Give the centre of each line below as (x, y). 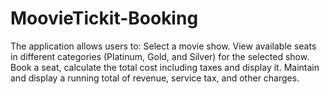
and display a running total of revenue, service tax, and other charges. (155, 78)
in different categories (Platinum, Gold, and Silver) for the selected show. (160, 56)
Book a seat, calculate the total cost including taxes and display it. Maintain (165, 67)
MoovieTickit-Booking (104, 18)
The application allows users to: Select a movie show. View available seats (163, 46)
